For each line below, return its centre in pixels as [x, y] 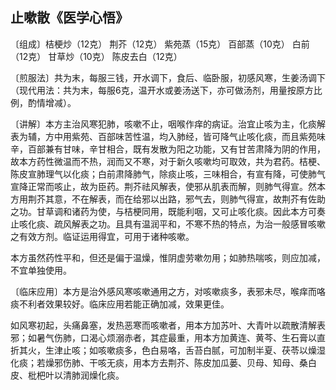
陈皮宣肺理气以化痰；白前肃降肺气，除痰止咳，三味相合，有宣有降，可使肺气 [168, 174]
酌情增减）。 [52, 102]
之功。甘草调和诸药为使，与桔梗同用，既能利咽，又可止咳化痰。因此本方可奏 [168, 211]
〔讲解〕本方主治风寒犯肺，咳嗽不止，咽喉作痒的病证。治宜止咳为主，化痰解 [168, 124]
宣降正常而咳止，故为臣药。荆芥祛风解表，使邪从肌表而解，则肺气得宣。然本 [168, 186]
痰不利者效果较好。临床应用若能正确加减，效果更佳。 [120, 304]
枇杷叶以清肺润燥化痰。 [76, 375]
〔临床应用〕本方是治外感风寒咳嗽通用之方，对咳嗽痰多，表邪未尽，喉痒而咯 [168, 291]
